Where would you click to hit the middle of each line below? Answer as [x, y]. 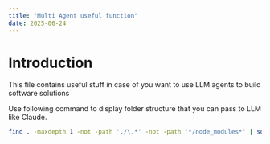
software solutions [39, 94]
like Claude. [28, 118]
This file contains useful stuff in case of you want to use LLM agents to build [135, 85]
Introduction [51, 63]
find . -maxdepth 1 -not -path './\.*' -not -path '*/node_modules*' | [131, 132]
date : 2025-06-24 [37, 23]
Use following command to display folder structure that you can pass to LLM [135, 109]
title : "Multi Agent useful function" [73, 16]
